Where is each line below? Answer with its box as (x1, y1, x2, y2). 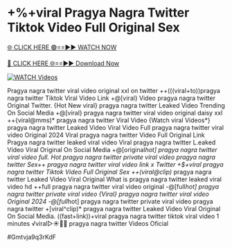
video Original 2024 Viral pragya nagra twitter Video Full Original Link (7, 131, 206, 139)
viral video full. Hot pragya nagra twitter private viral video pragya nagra (7, 153, 216, 161)
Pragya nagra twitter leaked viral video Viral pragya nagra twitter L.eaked (7, 138, 216, 147)
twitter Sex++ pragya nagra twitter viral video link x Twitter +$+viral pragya (7, 160, 224, 168)
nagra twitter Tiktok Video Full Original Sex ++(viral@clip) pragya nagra (7, 167, 212, 176)
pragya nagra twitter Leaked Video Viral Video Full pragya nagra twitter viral (7, 123, 224, 131)
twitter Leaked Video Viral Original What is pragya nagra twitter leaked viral (7, 175, 222, 183)
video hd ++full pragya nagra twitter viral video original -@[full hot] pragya (7, 182, 220, 190)
